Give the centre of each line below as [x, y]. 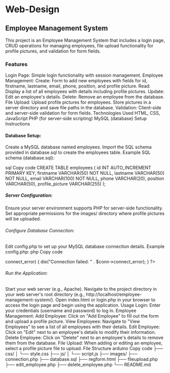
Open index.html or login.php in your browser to [106, 300]
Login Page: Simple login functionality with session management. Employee [84, 75]
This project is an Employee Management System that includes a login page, [85, 40]
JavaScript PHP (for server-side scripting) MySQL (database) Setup [76, 118]
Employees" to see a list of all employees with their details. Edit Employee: [83, 327]
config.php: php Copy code [34, 252]
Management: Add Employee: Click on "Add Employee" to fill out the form [82, 316]
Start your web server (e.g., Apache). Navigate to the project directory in [81, 289]
